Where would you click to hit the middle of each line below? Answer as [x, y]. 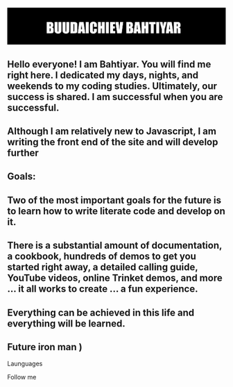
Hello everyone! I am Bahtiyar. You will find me [109, 64]
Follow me [22, 377]
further [23, 153]
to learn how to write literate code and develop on [116, 211]
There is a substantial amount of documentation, [115, 246]
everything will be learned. [67, 323]
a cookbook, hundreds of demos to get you [102, 257]
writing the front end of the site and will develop [113, 142]
